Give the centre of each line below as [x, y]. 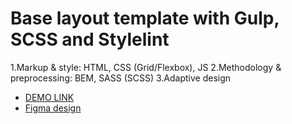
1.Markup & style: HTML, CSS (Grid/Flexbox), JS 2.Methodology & [146, 67]
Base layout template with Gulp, [145, 18]
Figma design [53, 108]
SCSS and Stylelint [90, 39]
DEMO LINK [49, 97]
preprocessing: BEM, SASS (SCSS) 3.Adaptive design [121, 78]
